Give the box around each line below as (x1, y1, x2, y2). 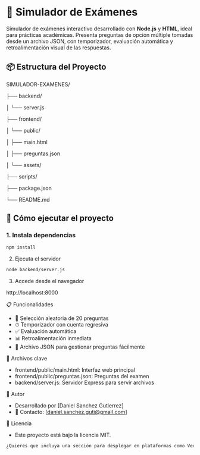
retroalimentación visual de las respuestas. (6, 44, 111, 51)
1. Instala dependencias (6, 231, 76, 240)
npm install (6, 244, 36, 250)
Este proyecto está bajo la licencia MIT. (14, 431, 111, 439)
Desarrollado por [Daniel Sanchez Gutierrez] (14, 402, 124, 409)
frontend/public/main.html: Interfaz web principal (14, 366, 136, 374)
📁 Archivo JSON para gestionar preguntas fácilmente (14, 343, 145, 350)
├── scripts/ (6, 172, 37, 180)
